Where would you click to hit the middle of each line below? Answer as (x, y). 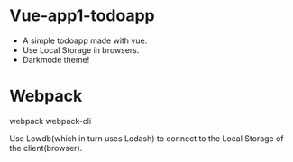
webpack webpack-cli (50, 121)
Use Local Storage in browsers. (81, 49)
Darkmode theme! (56, 59)
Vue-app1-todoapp (82, 16)
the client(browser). (46, 148)
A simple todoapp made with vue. (85, 40)
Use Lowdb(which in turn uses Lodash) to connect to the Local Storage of (146, 138)
